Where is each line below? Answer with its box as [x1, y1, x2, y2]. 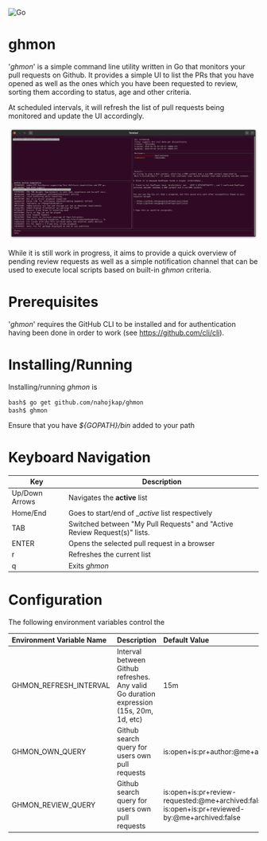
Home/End [11, 508, 47, 517]
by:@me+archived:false [162, 813, 241, 823]
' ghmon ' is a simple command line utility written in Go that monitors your [8, 61, 246, 71]
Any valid [116, 680, 148, 690]
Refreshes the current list [68, 550, 151, 560]
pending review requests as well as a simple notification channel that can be [8, 256, 258, 266]
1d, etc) [116, 714, 143, 724]
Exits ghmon [68, 560, 110, 570]
